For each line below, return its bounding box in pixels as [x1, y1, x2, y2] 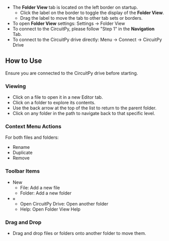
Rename [12, 144, 30, 150]
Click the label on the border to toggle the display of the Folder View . [20, 10, 164, 16]
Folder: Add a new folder [20, 190, 72, 196]
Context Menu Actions [5, 123, 62, 130]
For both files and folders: [5, 134, 59, 141]
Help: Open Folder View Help [20, 206, 81, 212]
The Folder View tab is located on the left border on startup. [12, 5, 138, 10]
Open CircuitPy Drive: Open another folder [20, 200, 108, 207]
